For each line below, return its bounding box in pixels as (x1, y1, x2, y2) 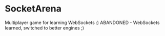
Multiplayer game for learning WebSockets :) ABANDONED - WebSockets (5, 19, 160, 25)
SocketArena (5, 3, 62, 14)
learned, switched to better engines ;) (5, 24, 85, 30)
